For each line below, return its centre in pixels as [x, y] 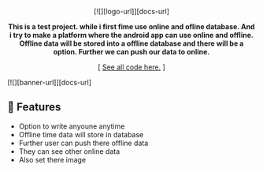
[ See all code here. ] [131, 67]
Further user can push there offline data [83, 143]
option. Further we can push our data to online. [131, 52]
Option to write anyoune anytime [72, 126]
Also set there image [52, 159]
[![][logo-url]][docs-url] [131, 11]
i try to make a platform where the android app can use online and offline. [131, 35]
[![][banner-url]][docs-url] [50, 82]
